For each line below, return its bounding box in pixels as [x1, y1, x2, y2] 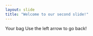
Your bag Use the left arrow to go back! [5, 25, 87, 31]
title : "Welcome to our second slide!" [5, 12, 89, 17]
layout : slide [5, 7, 35, 12]
